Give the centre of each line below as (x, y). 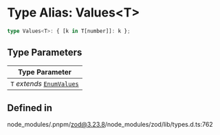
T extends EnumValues (45, 83)
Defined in (30, 108)
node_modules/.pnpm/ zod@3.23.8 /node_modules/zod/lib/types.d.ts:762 (110, 125)
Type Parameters (45, 53)
